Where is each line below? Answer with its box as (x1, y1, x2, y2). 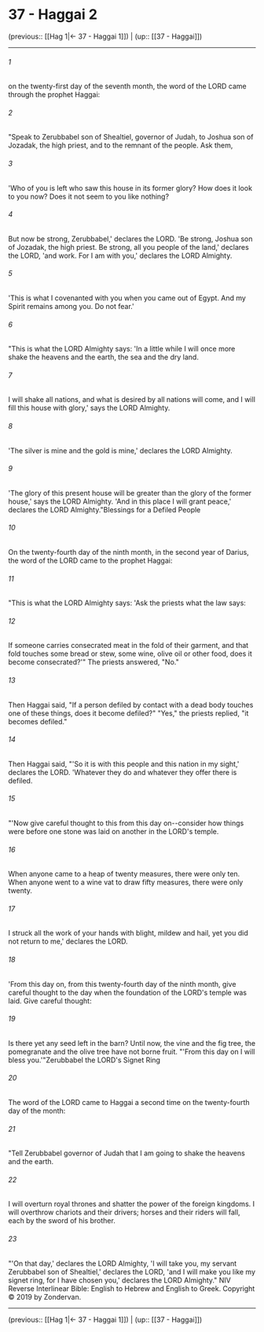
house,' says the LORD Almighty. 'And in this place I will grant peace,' (8, 497, 232, 506)
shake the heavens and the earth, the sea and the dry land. (8, 352, 199, 362)
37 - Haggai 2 (8, 6, 98, 24)
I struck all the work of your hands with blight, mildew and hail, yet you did (8, 928, 249, 938)
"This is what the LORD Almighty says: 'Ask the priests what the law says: (8, 598, 246, 608)
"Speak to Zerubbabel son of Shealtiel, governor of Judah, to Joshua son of (8, 132, 254, 142)
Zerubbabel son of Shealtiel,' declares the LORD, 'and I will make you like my (8, 1267, 256, 1276)
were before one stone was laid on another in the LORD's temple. (8, 826, 219, 836)
